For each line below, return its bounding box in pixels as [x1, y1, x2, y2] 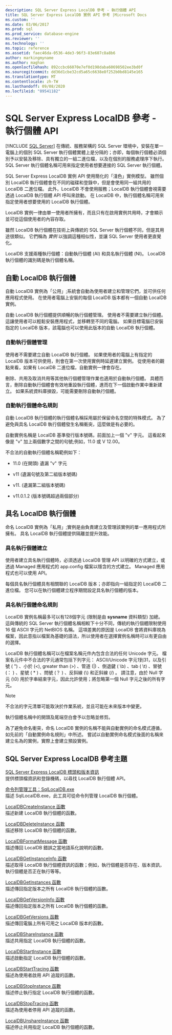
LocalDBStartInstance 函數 [5, 948, 61, 954]
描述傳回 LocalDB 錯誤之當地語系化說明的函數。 [5, 845, 106, 851]
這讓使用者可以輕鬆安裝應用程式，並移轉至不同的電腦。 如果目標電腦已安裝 [5, 319, 164, 325]
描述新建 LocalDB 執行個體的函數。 [5, 810, 79, 816]
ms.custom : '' [5, 17, 36, 22]
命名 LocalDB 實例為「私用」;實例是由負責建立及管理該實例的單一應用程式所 [5, 524, 166, 530]
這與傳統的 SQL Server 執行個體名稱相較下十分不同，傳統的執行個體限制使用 [5, 620, 167, 626]
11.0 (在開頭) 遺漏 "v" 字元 [12, 460, 68, 466]
